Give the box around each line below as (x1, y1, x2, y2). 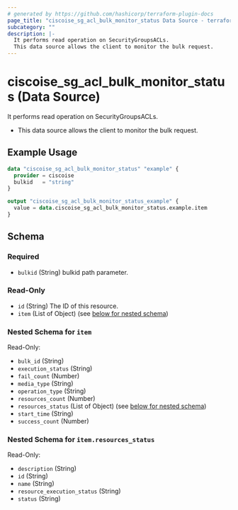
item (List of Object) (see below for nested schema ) (17, 309, 169, 317)
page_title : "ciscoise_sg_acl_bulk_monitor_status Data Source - (7, 17, 204, 24)
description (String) (17, 465, 76, 473)
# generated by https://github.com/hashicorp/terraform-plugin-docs (7, 10, 214, 18)
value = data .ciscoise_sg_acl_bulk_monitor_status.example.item (13, 205, 208, 212)
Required (7, 252, 40, 262)
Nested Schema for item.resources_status (7, 435, 155, 445)
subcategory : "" (7, 23, 55, 30)
